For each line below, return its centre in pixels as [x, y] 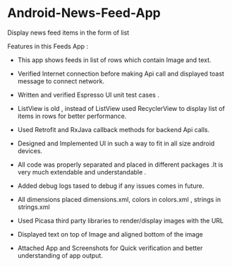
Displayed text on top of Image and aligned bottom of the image [110, 234]
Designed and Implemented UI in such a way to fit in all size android [116, 143]
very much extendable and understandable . [82, 172]
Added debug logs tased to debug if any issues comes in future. [111, 186]
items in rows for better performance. [72, 116]
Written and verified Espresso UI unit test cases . [88, 95]
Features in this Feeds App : [48, 46]
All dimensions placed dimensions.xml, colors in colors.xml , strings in [119, 199]
